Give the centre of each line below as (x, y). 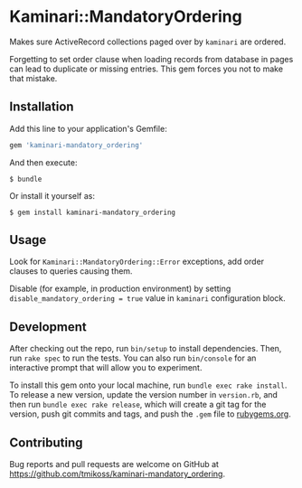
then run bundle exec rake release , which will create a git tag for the (138, 405)
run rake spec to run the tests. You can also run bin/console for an (133, 358)
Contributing (46, 442)
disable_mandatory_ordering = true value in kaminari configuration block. (148, 298)
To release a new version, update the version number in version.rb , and (144, 395)
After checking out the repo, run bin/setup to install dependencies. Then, (146, 349)
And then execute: (43, 162)
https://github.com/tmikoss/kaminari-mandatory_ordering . (118, 474)
